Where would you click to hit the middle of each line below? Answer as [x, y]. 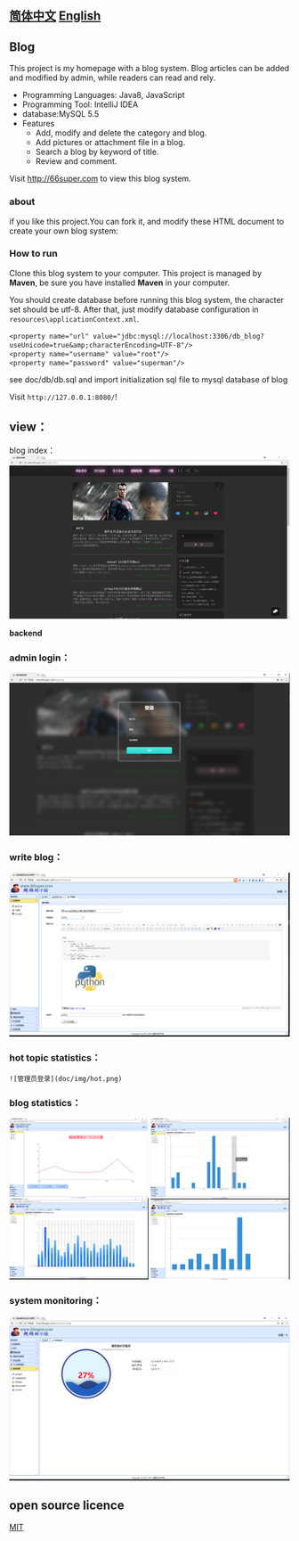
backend [26, 633]
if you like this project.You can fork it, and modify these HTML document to [147, 221]
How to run [33, 254]
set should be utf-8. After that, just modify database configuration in [134, 309]
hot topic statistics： [55, 1058]
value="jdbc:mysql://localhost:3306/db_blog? [179, 336]
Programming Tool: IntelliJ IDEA [80, 104]
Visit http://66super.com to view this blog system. [100, 179]
